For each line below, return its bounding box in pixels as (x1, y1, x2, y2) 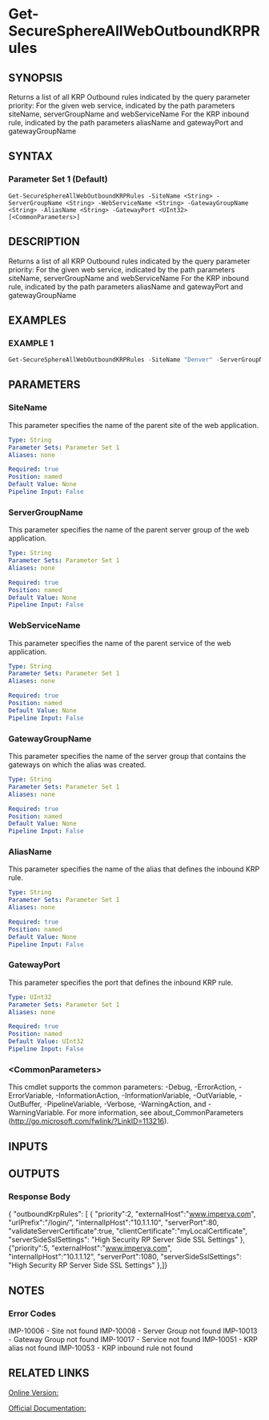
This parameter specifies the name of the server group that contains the (8, 752, 247, 761)
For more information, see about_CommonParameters (66, 1108, 244, 1117)
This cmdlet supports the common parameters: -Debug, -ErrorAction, (8, 1082, 238, 1092)
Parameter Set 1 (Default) (8, 173, 108, 185)
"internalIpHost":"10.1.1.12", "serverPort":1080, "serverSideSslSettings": (8, 1252, 242, 1262)
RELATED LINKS (8, 1366, 90, 1380)
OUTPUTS (8, 1167, 60, 1181)
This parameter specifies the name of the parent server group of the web (8, 525, 250, 535)
